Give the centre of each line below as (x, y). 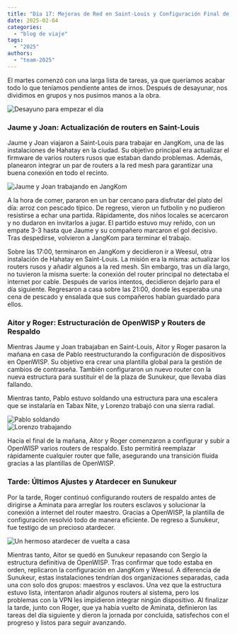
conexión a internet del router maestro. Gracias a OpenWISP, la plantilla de (116, 512)
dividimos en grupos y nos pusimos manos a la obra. (84, 95)
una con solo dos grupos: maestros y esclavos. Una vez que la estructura (114, 584)
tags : (15, 40)
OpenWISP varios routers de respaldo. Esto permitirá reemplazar (102, 448)
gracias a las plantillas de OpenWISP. (61, 463)
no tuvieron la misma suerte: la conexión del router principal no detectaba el (118, 274)
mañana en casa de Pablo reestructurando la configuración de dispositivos (117, 354)
